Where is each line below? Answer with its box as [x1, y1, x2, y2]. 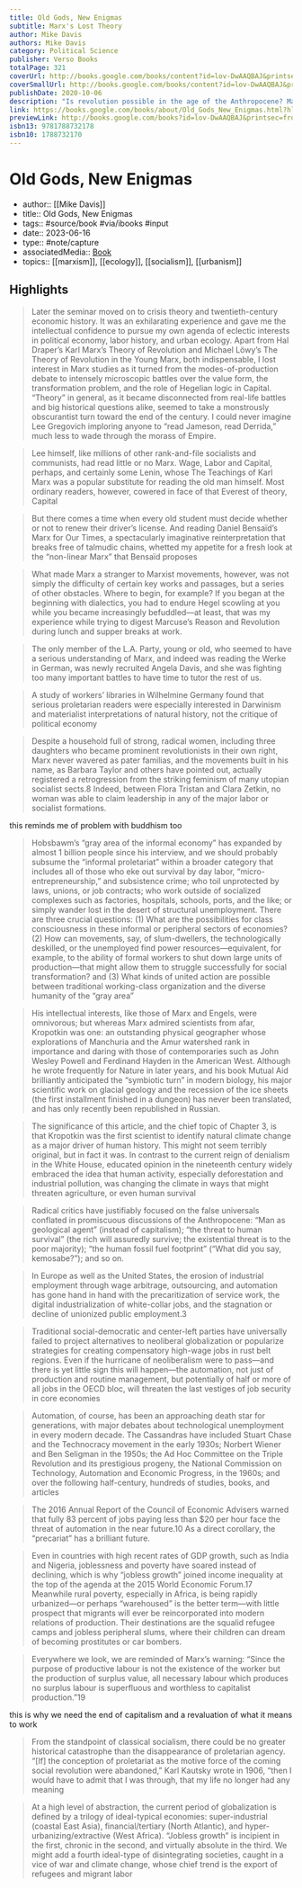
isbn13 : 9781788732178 [9, 122, 94, 131]
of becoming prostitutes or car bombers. [31, 1636, 182, 1647]
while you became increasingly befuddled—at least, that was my [31, 606, 271, 617]
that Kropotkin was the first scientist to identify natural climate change [31, 1130, 292, 1141]
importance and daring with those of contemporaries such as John [31, 1045, 280, 1057]
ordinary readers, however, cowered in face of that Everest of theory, [31, 486, 288, 497]
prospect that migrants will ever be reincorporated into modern [31, 1607, 265, 1618]
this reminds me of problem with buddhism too [9, 819, 182, 830]
